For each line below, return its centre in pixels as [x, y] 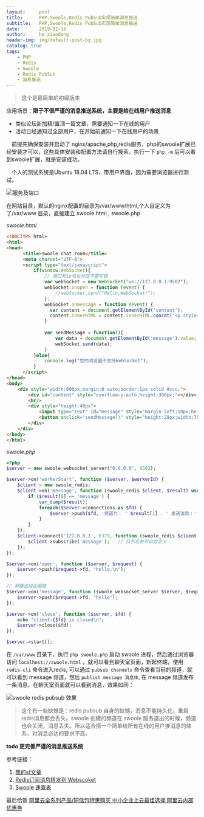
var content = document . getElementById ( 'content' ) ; [116, 310]
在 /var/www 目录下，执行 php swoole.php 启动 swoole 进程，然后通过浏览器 [100, 654]
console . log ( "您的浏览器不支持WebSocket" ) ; [97, 361]
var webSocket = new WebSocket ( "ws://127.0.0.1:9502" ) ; [117, 282]
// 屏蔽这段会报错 [26, 586]
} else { [42, 355]
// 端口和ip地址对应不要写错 [76, 276]
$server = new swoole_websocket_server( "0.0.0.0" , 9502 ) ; [81, 469]
